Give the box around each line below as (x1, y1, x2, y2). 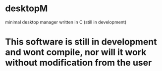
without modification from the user (5, 57, 152, 69)
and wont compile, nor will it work (5, 47, 147, 58)
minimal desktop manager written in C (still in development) (5, 19, 127, 25)
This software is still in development (5, 36, 157, 47)
